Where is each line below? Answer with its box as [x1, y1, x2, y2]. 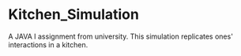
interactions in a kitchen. [8, 39, 88, 49]
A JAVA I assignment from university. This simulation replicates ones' [8, 32, 233, 41]
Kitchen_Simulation [8, 6, 140, 24]
